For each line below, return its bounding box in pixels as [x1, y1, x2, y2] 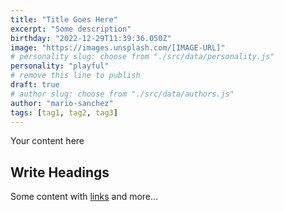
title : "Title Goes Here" [10, 14, 118, 25]
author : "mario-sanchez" [10, 98, 114, 108]
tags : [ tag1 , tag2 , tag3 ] [10, 107, 118, 118]
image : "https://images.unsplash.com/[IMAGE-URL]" [10, 42, 226, 53]
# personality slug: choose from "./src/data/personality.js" [10, 52, 275, 62]
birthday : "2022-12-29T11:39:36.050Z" [10, 33, 172, 43]
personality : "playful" [10, 61, 110, 71]
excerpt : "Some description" [10, 24, 132, 34]
